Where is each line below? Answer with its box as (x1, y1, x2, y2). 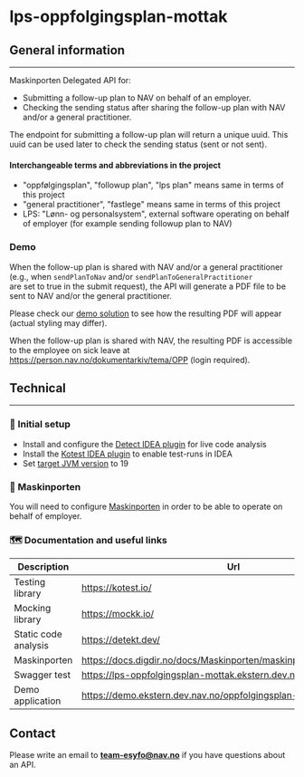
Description (17, 561, 70, 573)
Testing (14, 576, 46, 589)
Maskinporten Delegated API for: (9, 75, 131, 85)
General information (9, 43, 125, 58)
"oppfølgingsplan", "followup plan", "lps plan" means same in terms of (22, 179, 285, 191)
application (14, 695, 62, 707)
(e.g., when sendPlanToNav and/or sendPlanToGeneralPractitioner (9, 271, 253, 282)
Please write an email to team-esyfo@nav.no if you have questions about (9, 750, 286, 761)
